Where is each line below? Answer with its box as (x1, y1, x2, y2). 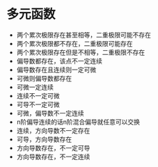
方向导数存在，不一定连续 (16, 152, 90, 161)
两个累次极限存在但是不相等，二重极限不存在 (16, 48, 145, 56)
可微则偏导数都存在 (16, 74, 72, 82)
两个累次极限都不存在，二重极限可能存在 (16, 39, 133, 47)
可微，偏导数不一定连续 (16, 109, 84, 117)
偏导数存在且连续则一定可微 (16, 65, 97, 74)
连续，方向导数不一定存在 (16, 126, 90, 134)
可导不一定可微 (16, 100, 60, 109)
